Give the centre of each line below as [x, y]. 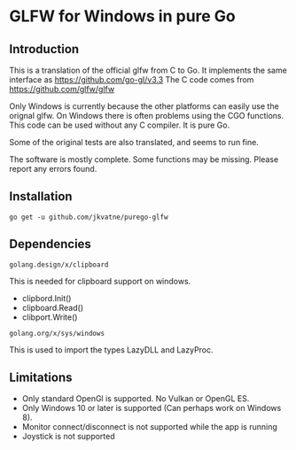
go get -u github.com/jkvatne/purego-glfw [89, 217]
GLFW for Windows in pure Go [123, 16]
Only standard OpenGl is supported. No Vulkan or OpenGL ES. [136, 399]
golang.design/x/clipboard [59, 264]
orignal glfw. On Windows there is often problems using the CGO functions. [147, 116]
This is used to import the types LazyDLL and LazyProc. [112, 349]
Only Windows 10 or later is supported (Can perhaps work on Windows [152, 408]
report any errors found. [53, 169]
